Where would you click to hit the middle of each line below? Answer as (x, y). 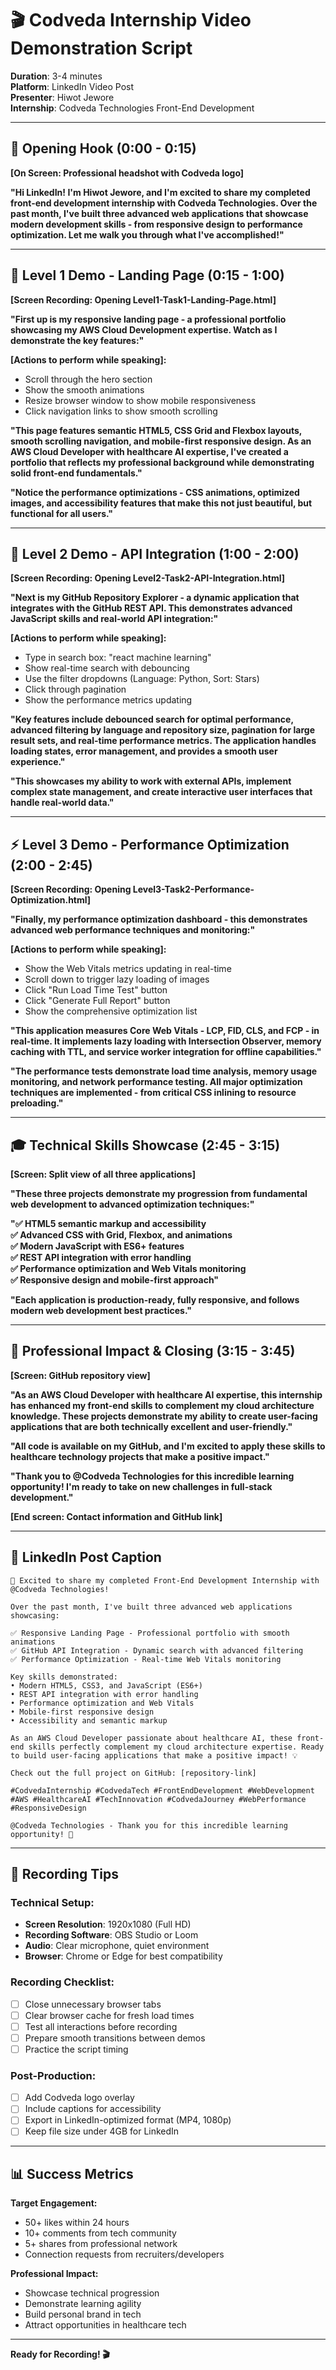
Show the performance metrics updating (108, 700)
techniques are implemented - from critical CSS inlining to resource (153, 1093)
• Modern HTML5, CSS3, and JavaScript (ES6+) (106, 1685)
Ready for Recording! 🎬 (60, 2354)
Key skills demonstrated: (64, 1677)
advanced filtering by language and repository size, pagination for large (162, 730)
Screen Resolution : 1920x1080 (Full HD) (108, 1924)
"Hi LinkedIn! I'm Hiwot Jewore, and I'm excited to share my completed (160, 192)
